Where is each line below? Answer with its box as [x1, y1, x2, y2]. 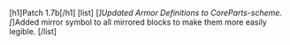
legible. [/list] [9, 26, 57, 36]
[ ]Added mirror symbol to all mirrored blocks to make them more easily [9, 17, 267, 27]
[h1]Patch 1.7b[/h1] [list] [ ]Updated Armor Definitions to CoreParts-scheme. [9, 8, 283, 18]
